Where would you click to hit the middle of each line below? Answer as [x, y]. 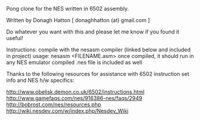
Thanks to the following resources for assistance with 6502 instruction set [98, 74]
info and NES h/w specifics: [40, 80]
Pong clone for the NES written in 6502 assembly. [68, 9]
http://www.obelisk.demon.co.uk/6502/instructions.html [75, 92]
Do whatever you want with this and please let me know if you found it [93, 32]
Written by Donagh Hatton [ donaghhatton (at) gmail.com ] [78, 20]
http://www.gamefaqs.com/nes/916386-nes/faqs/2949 [74, 98]
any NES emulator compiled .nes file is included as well [74, 62]
